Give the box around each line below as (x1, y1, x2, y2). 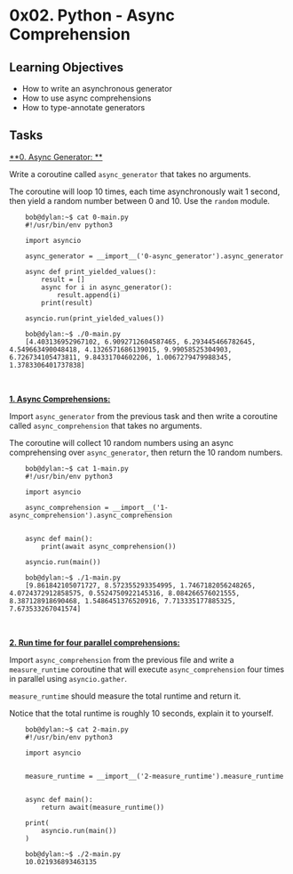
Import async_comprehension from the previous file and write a (9, 654, 234, 665)
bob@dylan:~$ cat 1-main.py (25, 464, 129, 473)
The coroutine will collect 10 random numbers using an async (9, 437, 234, 448)
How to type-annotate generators (21, 102, 146, 112)
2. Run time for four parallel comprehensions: (9, 637, 180, 648)
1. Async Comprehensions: (9, 393, 111, 404)
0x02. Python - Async (9, 5, 175, 26)
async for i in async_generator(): (41, 282, 173, 292)
